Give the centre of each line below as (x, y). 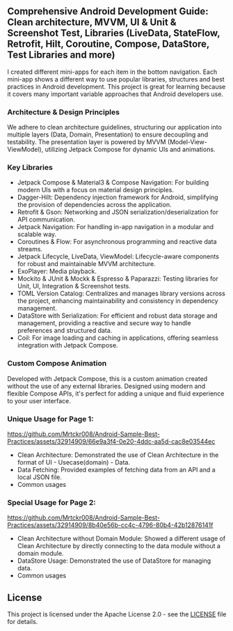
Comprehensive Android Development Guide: (108, 11)
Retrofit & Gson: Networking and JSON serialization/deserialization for (118, 212)
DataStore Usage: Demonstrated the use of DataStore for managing (114, 561)
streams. (30, 249)
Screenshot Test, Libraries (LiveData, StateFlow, (114, 33)
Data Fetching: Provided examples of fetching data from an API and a (116, 470)
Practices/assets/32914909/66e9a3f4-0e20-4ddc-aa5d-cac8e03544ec (111, 441)
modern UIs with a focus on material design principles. (95, 190)
